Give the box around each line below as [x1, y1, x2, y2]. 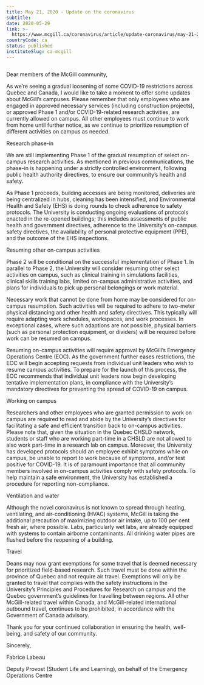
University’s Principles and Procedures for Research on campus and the [6, 586, 186, 593]
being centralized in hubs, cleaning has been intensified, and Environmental [6, 196, 195, 203]
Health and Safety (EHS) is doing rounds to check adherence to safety [6, 202, 182, 209]
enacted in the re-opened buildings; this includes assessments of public [6, 215, 187, 222]
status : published [6, 43, 53, 49]
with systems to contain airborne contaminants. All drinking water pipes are [6, 530, 195, 537]
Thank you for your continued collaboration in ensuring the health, [6, 623, 172, 631]
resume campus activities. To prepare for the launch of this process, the [6, 366, 187, 373]
